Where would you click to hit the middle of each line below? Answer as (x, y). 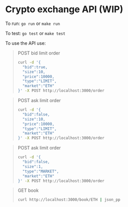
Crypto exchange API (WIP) (64, 9)
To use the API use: (26, 43)
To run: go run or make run (33, 23)
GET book (28, 190)
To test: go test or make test (35, 33)
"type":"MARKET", (41, 171)
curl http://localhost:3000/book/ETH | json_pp (69, 200)
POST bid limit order (39, 53)
